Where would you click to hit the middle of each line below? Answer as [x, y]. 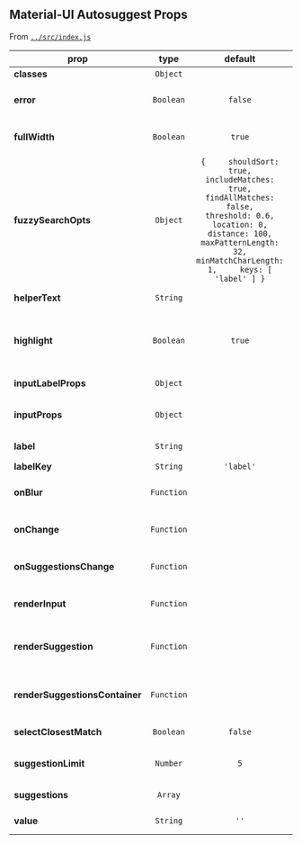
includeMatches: [240, 180]
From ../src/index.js [50, 36]
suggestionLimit [49, 763]
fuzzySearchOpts [53, 220]
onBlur [28, 492]
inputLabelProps [50, 383]
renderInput [40, 604]
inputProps [38, 415]
